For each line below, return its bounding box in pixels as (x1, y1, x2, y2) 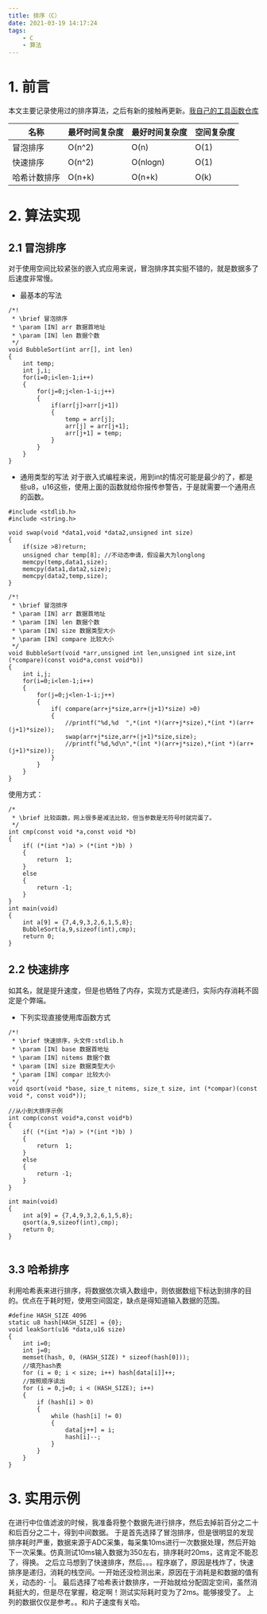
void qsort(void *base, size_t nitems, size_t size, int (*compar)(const (8, 1084, 258, 1092)
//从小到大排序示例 (8, 1107, 64, 1115)
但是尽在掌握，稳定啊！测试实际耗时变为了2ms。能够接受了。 (42, 1587, 246, 1596)
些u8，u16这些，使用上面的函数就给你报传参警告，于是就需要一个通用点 (19, 483, 256, 492)
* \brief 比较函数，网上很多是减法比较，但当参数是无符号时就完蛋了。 (11, 814, 216, 823)
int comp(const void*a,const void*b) (8, 1114, 133, 1122)
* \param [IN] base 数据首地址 (11, 1045, 110, 1053)
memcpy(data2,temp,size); (22, 573, 109, 580)
